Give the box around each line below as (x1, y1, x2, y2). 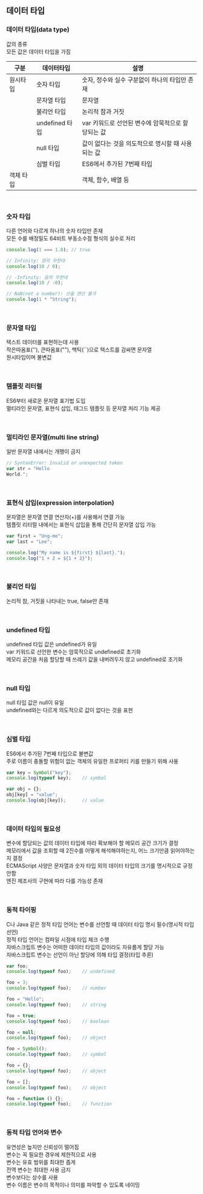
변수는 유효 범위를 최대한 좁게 (6, 1158, 76, 1166)
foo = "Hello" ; (6, 996, 45, 1003)
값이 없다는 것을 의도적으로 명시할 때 (82, 139, 179, 147)
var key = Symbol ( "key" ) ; (6, 769, 71, 775)
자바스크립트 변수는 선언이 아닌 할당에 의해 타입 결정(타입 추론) (6, 950, 154, 958)
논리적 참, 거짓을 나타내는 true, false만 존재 (6, 597, 109, 605)
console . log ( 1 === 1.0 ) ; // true (6, 247, 91, 253)
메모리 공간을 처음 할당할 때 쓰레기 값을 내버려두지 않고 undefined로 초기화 (6, 656, 183, 663)
